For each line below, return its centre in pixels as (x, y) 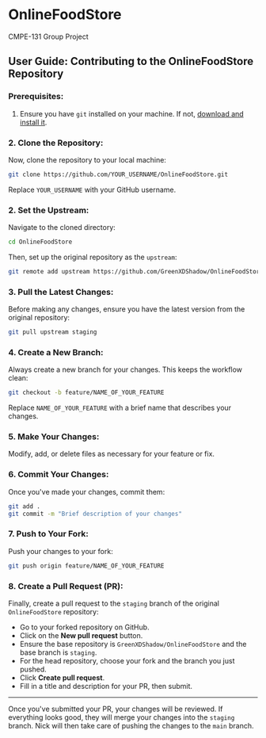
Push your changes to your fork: (61, 551)
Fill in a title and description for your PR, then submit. (106, 686)
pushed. (33, 669)
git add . (25, 506)
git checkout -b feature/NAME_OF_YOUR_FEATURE (86, 393)
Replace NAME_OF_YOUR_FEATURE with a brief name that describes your (120, 408)
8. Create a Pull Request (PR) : (66, 586)
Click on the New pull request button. (81, 635)
